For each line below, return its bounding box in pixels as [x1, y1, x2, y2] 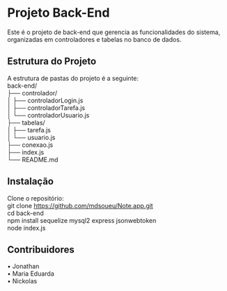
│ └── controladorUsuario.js [7, 111, 90, 119]
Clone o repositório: [7, 194, 64, 203]
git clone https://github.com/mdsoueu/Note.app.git [7, 201, 153, 210]
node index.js [7, 223, 46, 232]
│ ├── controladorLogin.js [7, 96, 84, 104]
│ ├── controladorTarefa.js [7, 103, 86, 112]
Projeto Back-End [7, 5, 110, 21]
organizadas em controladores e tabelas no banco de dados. [7, 35, 182, 43]
